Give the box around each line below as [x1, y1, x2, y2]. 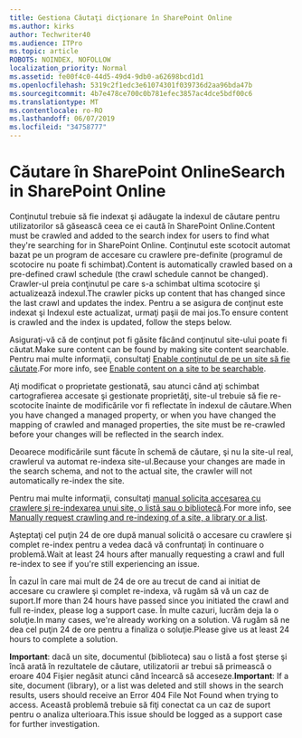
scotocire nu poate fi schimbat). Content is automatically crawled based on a [9, 259, 294, 270]
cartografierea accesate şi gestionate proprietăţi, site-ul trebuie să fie [9, 390, 269, 401]
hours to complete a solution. [9, 633, 118, 644]
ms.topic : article [9, 47, 79, 56]
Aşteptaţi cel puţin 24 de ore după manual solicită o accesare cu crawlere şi [9, 529, 292, 540]
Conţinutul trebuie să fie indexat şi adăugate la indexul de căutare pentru [9, 210, 280, 222]
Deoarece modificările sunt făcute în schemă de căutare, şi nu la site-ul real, [9, 446, 294, 457]
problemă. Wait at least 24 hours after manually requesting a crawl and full [9, 549, 285, 560]
